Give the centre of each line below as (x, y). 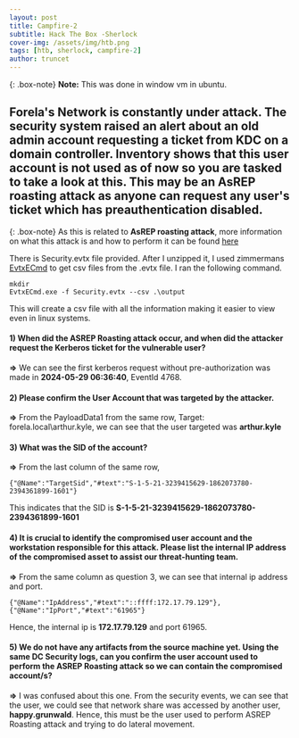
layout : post (33, 17)
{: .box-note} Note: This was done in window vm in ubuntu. (118, 84)
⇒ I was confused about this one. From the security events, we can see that (149, 695)
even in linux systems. (50, 318)
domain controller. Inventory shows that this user (149, 154)
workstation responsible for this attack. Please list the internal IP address (148, 547)
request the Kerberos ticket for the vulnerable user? (108, 348)
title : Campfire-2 (43, 26)
